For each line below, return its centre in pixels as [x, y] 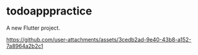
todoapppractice [49, 11]
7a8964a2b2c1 [25, 46]
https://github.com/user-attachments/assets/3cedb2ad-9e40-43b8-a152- [99, 39]
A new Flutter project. [33, 28]
